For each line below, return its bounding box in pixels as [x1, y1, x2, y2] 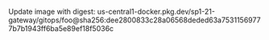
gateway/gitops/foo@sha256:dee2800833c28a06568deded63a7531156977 [8, 15, 261, 25]
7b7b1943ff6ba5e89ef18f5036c [8, 24, 114, 33]
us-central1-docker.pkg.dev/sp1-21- [97, 7, 216, 16]
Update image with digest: [8, 7, 96, 16]
